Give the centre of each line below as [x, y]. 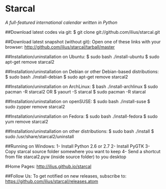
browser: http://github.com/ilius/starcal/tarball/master [60, 47]
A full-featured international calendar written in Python [61, 22]
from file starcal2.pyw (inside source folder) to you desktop [66, 157]
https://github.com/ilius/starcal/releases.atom [52, 181]
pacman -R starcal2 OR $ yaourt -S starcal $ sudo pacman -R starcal [76, 92]
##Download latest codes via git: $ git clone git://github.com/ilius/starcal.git [83, 32]
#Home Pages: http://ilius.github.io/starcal [48, 166]
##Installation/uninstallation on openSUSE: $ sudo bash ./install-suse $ [78, 101]
